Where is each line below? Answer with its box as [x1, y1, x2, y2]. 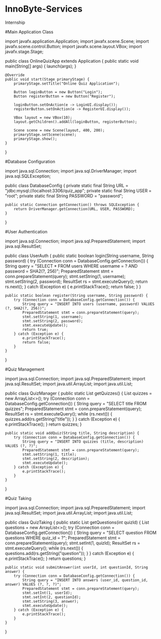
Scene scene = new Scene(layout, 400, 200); [14, 128, 105, 133]
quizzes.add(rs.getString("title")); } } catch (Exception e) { [5, 416, 120, 422]
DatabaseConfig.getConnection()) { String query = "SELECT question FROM [5, 530, 157, 535]
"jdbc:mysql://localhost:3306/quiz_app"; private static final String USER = [5, 188, 152, 193]
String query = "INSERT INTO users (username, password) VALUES [22, 301, 155, 307]
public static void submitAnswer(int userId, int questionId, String [5, 565, 148, 570]
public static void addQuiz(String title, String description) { [5, 431, 139, 435]
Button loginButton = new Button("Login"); [14, 89, 103, 94]
